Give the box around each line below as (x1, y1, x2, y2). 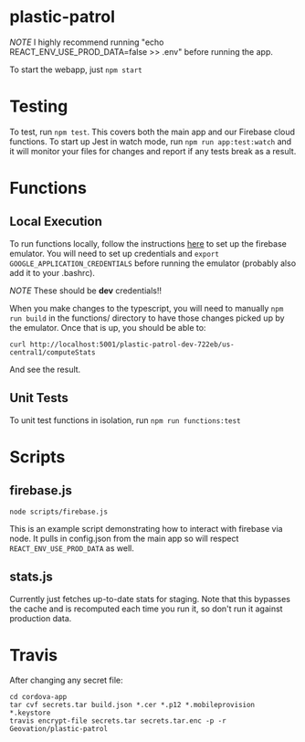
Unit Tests (9, 390, 68, 406)
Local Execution (9, 214, 102, 229)
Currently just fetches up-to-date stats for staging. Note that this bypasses (9, 593, 290, 604)
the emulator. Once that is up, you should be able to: (9, 322, 206, 333)
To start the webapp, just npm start (9, 64, 143, 75)
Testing (9, 96, 68, 117)
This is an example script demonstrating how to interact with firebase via (9, 523, 283, 534)
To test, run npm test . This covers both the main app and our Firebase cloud (9, 126, 295, 137)
